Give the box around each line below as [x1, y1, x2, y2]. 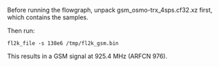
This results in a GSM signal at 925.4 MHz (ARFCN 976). [7, 52, 168, 60]
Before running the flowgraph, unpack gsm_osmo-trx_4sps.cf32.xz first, [7, 6, 213, 14]
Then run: [7, 27, 35, 35]
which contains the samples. [7, 13, 88, 21]
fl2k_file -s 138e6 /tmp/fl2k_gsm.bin [7, 40, 119, 47]
